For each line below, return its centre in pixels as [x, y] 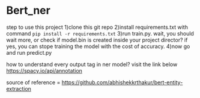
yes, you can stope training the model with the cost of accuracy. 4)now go [98, 46]
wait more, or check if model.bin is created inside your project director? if [97, 40]
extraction [19, 88]
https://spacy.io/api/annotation [44, 70]
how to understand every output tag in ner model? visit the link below [92, 64]
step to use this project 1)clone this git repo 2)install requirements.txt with [97, 27]
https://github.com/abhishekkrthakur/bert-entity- [122, 82]
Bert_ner [29, 11]
